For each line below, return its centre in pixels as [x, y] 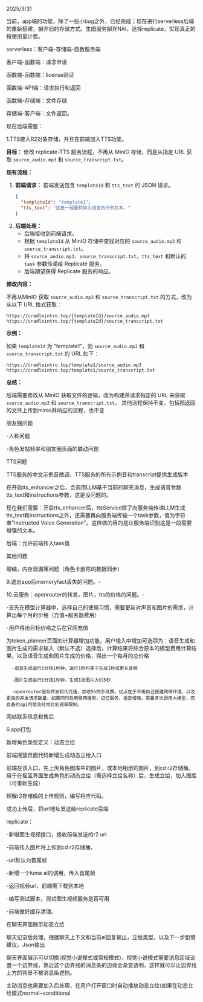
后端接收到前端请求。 [50, 233]
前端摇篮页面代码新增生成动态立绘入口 [54, 755]
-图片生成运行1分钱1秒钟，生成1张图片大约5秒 [61, 680]
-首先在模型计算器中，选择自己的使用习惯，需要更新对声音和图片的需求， [98, 607]
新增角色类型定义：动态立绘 [41, 742]
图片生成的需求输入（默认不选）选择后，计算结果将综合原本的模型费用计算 [99, 648]
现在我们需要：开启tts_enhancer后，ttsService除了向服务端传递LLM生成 [96, 508]
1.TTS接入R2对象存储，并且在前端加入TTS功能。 [66, 139]
